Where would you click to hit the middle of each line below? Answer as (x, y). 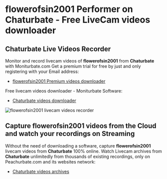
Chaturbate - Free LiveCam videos (78, 20)
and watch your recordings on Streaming (70, 134)
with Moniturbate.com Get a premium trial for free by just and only (73, 66)
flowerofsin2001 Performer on (69, 9)
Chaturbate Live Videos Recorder (58, 49)
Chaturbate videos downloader (44, 100)
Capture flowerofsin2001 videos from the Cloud (81, 126)
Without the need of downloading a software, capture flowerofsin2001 (78, 145)
